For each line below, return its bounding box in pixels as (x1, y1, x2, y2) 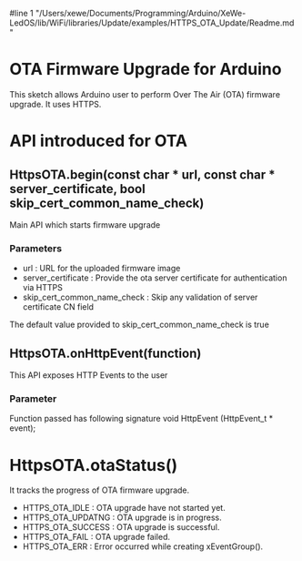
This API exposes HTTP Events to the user (9, 370, 168, 381)
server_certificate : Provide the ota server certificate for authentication (22, 272, 287, 283)
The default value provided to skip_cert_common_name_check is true (9, 319, 270, 331)
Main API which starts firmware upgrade (9, 219, 161, 230)
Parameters (9, 241, 62, 254)
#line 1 (9, 8, 34, 18)
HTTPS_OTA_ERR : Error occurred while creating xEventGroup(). (22, 541, 264, 552)
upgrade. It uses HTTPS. (9, 98, 102, 109)
